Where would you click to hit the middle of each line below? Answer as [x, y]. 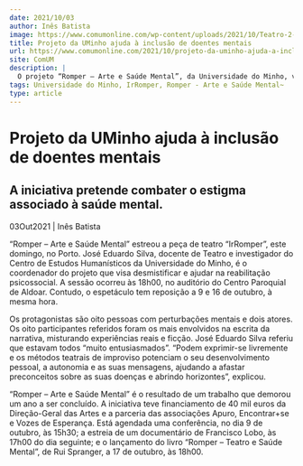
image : [22, 34]
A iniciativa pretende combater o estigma [128, 191]
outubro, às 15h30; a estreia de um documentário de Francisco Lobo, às [143, 432]
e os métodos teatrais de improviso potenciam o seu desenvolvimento [140, 357]
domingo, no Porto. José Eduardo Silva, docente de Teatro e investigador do [151, 253]
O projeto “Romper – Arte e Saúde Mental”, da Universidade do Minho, [153, 77]
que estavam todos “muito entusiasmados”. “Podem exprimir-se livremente [149, 348]
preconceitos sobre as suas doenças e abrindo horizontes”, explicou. [138, 377]
